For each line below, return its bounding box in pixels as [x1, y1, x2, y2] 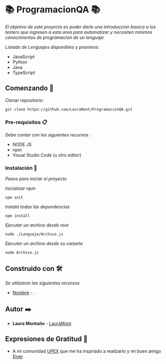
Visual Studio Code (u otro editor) [12, 152, 82, 158]
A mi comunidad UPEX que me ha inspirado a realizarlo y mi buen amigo [12, 348, 161, 354]
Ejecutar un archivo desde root [5, 222, 69, 228]
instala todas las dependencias [5, 204, 70, 210]
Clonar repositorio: [5, 97, 44, 103]
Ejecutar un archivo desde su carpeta [5, 241, 83, 246]
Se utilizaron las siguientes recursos [5, 280, 80, 286]
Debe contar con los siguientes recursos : [5, 132, 91, 138]
